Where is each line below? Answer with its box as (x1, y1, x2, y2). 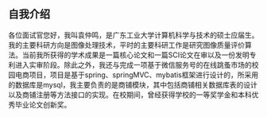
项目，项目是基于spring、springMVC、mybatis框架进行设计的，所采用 (29, 70, 259, 80)
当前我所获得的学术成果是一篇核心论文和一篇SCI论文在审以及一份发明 (21, 50, 250, 60)
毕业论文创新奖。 (14, 99, 72, 109)
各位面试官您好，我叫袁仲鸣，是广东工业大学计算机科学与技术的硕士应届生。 (8, 30, 259, 40)
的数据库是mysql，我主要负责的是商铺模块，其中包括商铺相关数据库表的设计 (8, 80, 258, 89)
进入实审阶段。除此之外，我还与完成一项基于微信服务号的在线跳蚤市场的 (14, 60, 252, 69)
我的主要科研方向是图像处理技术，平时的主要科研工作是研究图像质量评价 (8, 40, 245, 49)
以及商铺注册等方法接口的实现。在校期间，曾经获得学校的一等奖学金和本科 (8, 90, 252, 99)
